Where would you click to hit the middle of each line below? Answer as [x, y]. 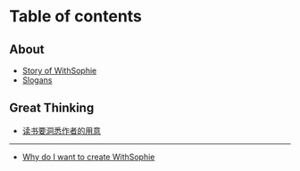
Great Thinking [52, 108]
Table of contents [76, 16]
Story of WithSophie [59, 70]
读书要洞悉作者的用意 [61, 130]
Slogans [37, 80]
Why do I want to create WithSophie [88, 157]
